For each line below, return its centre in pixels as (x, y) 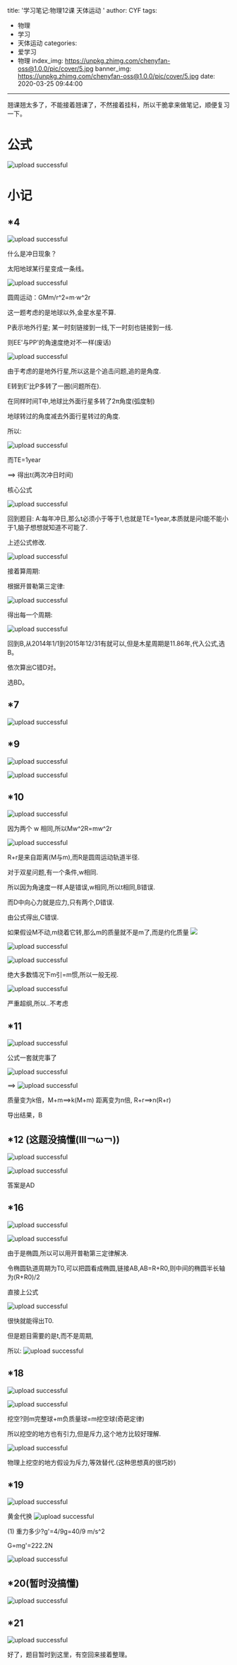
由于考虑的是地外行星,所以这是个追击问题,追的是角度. (84, 371)
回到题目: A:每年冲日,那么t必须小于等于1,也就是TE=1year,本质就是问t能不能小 (118, 519)
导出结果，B (25, 1115)
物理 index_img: (40, 61)
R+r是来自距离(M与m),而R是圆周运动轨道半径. (73, 858)
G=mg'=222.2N (30, 1546)
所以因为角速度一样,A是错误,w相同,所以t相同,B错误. (81, 887)
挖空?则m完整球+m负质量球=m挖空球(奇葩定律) (76, 1418)
